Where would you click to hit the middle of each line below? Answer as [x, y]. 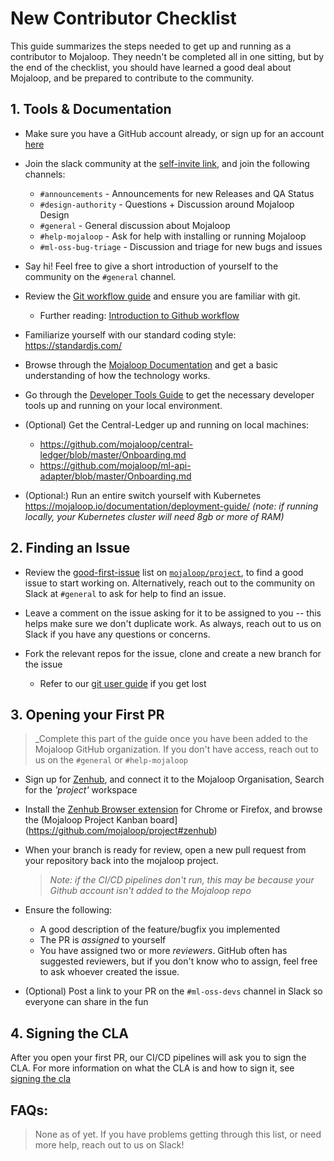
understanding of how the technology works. [117, 375]
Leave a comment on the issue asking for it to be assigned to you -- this [173, 613]
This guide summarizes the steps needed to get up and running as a [151, 46]
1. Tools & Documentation [91, 109]
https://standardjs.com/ [73, 345]
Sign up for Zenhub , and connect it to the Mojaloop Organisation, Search [174, 779]
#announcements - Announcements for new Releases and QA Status [177, 193]
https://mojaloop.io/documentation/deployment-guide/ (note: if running [171, 506]
